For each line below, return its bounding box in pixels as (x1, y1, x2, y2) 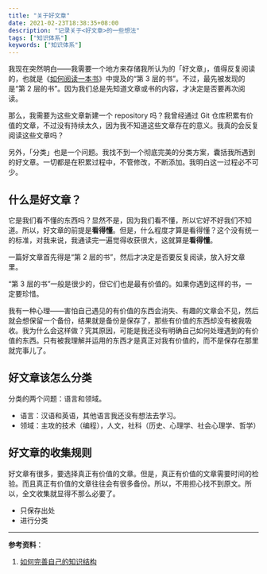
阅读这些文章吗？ (8, 130, 64, 140)
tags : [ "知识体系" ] (8, 33, 68, 42)
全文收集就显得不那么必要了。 (21, 488, 120, 498)
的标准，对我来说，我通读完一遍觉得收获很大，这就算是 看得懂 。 (8, 235, 217, 245)
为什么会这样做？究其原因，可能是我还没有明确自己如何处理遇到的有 (29, 325, 252, 335)
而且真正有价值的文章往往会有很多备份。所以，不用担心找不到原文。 (21, 479, 245, 488)
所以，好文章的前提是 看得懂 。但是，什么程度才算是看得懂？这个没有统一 (21, 225, 259, 235)
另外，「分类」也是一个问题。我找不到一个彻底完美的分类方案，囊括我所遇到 (8, 148, 256, 157)
